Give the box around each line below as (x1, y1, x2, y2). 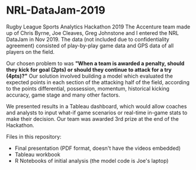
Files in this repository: (6, 133, 62, 140)
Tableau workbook (14, 150, 60, 158)
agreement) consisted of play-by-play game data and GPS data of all (6, 42, 174, 49)
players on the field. (6, 48, 55, 55)
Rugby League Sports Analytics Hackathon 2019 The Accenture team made (6, 23, 191, 30)
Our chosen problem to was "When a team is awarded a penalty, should (6, 60, 185, 67)
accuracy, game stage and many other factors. (6, 91, 120, 98)
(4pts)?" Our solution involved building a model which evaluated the (6, 72, 173, 79)
